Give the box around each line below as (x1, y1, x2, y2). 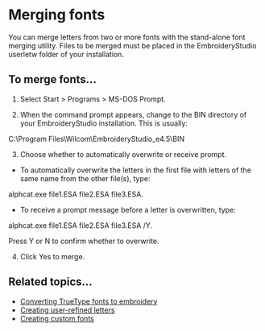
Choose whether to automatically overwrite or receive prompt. (19, 149, 227, 159)
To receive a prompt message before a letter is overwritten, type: (19, 205, 236, 214)
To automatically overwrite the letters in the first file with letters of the (19, 165, 252, 175)
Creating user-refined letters (19, 304, 115, 315)
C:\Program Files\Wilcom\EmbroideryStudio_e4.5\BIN (8, 134, 185, 143)
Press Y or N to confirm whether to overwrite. (8, 236, 159, 246)
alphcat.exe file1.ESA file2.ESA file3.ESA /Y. (8, 220, 153, 230)
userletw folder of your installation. (8, 49, 125, 59)
